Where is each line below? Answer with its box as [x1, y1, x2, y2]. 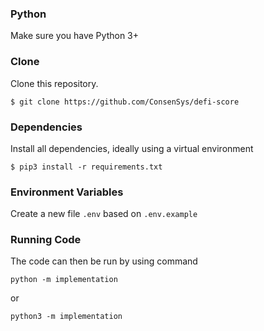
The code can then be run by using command [10, 255, 198, 267]
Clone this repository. [10, 77, 99, 89]
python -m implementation [10, 275, 118, 285]
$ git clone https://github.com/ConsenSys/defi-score [10, 97, 240, 107]
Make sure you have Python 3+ [10, 30, 140, 42]
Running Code [10, 233, 82, 247]
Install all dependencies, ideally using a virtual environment [10, 142, 254, 154]
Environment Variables [10, 185, 124, 199]
